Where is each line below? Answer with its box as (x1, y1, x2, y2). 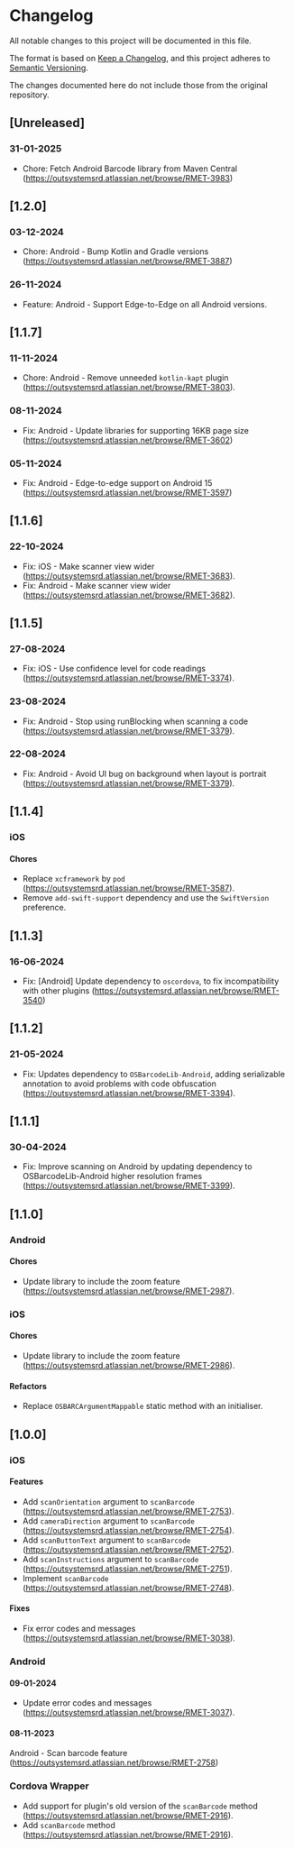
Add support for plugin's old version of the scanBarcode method (22, 1800, 259, 1811)
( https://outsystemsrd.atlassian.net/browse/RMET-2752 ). (22, 1543, 234, 1555)
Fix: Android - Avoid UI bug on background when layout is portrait (22, 768, 267, 779)
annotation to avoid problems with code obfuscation (22, 1078, 216, 1089)
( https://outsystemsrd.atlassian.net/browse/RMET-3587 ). (22, 883, 235, 893)
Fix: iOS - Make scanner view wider (22, 561, 155, 572)
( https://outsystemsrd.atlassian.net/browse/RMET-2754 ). (22, 1524, 234, 1535)
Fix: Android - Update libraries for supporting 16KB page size (22, 425, 250, 435)
